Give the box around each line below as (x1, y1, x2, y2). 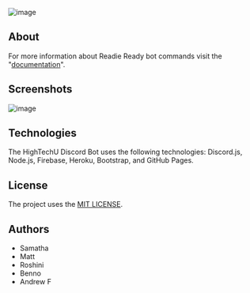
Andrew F (19, 277, 51, 287)
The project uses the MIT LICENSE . (8, 200, 123, 209)
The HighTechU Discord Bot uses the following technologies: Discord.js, (8, 147, 243, 157)
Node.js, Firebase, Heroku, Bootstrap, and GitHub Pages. (8, 156, 194, 165)
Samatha (19, 243, 49, 253)
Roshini (19, 261, 44, 270)
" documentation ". (8, 59, 66, 69)
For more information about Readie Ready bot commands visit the (8, 51, 223, 61)
